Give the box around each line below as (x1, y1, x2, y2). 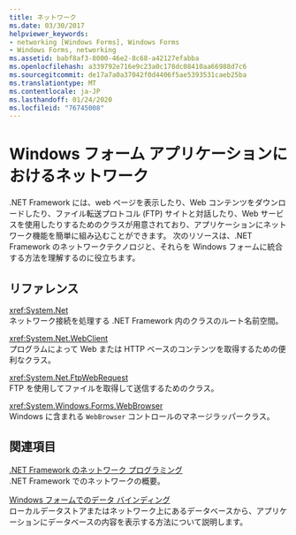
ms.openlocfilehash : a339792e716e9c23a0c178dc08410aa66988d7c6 (9, 63, 247, 72)
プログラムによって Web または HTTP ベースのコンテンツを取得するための (9, 344, 278, 354)
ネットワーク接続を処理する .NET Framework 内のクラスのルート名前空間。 (9, 316, 284, 325)
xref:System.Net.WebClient (9, 333, 109, 343)
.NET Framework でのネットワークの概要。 (9, 475, 165, 486)
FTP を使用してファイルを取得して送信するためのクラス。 (9, 383, 219, 394)
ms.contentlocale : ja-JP (9, 87, 101, 96)
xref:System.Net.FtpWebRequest (9, 372, 128, 383)
